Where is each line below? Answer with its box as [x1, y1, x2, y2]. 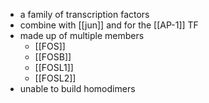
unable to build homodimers [19, 83, 136, 94]
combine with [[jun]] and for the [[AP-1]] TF [19, 19, 199, 31]
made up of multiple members [19, 30, 145, 41]
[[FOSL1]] [34, 62, 74, 73]
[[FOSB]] [34, 51, 72, 63]
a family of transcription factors [19, 9, 150, 20]
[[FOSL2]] [34, 72, 77, 84]
